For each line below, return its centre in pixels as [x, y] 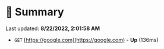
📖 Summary [35, 12]
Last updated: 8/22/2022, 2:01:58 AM [53, 28]
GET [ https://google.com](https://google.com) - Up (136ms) [86, 40]
